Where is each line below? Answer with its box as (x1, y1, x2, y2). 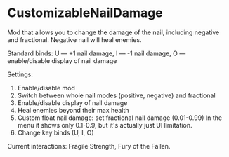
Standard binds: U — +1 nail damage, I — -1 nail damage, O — (7, 49, 186, 57)
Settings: (7, 70, 33, 78)
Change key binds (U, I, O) (17, 128, 94, 137)
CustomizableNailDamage (7, 5, 163, 21)
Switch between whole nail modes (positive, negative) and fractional (17, 91, 216, 100)
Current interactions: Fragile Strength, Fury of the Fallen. (7, 142, 171, 150)
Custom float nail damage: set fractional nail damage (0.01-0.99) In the (17, 114, 223, 122)
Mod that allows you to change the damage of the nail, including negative (7, 28, 220, 36)
